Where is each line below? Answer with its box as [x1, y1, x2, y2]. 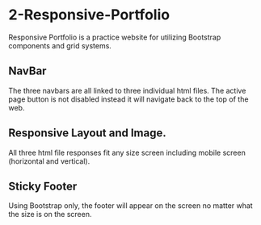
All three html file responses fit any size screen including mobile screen [8, 148, 246, 157]
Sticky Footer [8, 179, 78, 193]
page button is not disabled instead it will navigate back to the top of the [8, 94, 249, 104]
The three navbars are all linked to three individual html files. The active [8, 85, 246, 95]
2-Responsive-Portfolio [8, 6, 170, 24]
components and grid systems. [8, 40, 112, 50]
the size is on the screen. [8, 210, 92, 219]
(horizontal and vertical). [8, 156, 91, 166]
